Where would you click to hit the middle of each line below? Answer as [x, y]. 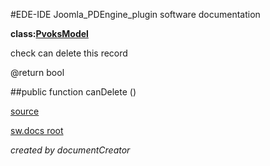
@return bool [37, 72]
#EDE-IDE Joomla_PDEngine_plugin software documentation [135, 14]
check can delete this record [69, 53]
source [25, 111]
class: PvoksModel [49, 33]
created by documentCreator [70, 150]
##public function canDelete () [73, 92]
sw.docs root [37, 130]
